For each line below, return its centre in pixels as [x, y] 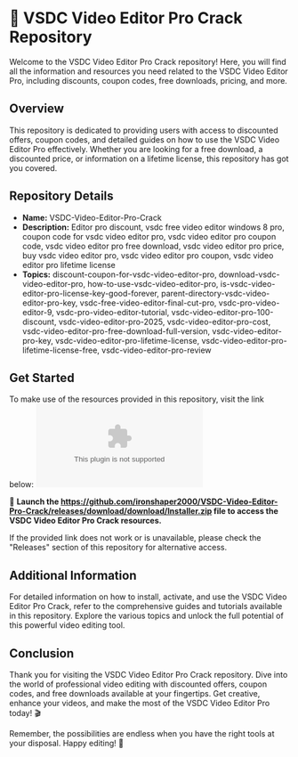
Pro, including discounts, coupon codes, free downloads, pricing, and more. [148, 80]
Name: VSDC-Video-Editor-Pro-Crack [92, 217]
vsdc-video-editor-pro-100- [222, 312]
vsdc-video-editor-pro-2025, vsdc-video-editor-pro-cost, [165, 322]
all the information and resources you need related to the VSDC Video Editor [149, 71]
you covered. [33, 167]
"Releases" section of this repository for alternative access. [118, 548]
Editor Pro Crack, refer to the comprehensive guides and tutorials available [146, 606]
